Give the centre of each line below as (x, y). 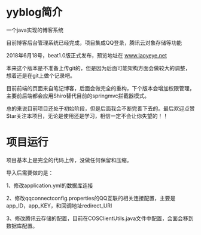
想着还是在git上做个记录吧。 (41, 75)
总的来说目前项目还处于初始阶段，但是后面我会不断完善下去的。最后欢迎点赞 (100, 108)
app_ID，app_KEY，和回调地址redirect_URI (59, 205)
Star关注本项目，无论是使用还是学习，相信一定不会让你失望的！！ (87, 116)
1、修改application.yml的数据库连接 (50, 185)
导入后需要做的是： (30, 173)
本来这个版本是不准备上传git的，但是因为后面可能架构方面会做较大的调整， (98, 68)
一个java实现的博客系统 (35, 30)
